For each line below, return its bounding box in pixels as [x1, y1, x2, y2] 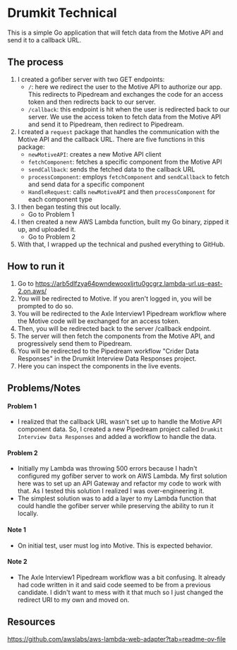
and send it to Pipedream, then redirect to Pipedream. [28, 120, 185, 128]
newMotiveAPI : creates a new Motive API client [28, 150, 162, 158]
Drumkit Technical [7, 5, 118, 21]
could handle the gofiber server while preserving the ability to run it [17, 502, 214, 510]
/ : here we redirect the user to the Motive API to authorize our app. [28, 83, 222, 91]
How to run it [7, 260, 65, 272]
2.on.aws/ [17, 287, 47, 295]
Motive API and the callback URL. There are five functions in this [17, 135, 205, 143]
